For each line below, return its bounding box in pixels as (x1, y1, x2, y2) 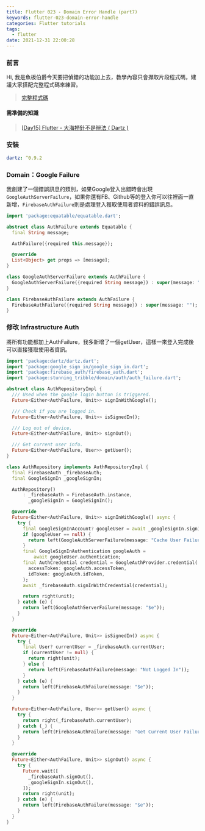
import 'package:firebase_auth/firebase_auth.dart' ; (6, 369, 143, 376)
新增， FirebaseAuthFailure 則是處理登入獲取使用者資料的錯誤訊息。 (6, 201, 176, 208)
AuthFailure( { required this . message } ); (12, 240, 113, 247)
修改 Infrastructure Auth (6, 323, 79, 332)
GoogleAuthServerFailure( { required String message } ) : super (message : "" (12, 279, 203, 285)
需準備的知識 (6, 109, 38, 116)
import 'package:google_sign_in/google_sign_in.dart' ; (6, 363, 149, 369)
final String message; (12, 229, 70, 235)
